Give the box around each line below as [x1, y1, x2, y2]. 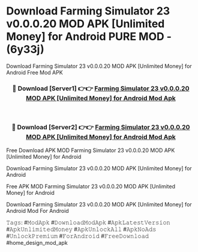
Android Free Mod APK [6, 69, 63, 76]
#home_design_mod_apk [6, 239, 68, 246]
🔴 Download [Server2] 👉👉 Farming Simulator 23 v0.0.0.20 [11, 123, 190, 132]
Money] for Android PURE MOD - [6, 30, 172, 43]
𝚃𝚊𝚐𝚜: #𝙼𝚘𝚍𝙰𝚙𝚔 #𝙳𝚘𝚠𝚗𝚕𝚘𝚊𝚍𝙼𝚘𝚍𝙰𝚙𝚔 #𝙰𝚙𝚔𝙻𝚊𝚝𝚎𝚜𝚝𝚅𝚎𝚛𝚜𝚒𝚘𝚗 [6, 218, 171, 226]
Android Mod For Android [6, 207, 69, 214]
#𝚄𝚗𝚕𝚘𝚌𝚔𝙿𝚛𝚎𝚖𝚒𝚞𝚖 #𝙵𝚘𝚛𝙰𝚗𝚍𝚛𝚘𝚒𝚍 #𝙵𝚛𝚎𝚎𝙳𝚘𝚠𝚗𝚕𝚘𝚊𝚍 [6, 232, 149, 239]
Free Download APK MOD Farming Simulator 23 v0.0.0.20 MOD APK [6, 146, 175, 154]
